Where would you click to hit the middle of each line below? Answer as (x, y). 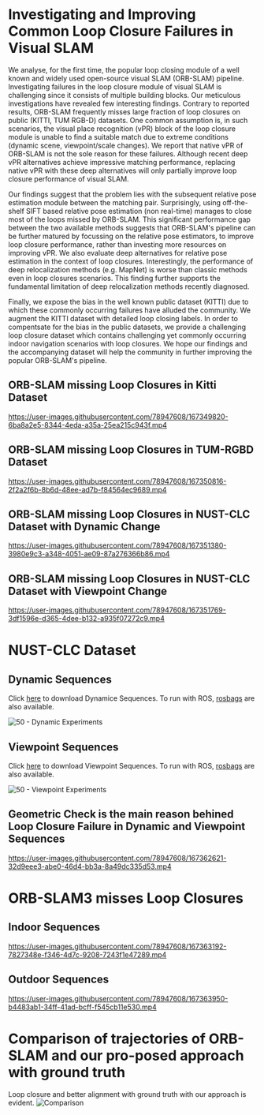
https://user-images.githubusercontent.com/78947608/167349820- (118, 417)
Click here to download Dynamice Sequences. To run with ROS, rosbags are (132, 698)
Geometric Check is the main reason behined (121, 814)
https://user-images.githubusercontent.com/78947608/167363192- (117, 946)
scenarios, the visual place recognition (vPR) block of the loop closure (122, 129)
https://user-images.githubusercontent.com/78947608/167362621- (117, 858)
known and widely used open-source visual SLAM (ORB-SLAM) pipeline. (126, 78)
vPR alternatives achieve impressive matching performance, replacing (122, 162)
